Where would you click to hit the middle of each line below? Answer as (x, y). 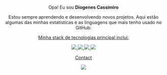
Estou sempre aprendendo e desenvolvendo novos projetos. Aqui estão (83, 17)
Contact (83, 58)
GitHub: (83, 28)
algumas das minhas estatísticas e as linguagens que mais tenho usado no (83, 22)
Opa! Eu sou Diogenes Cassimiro (83, 7)
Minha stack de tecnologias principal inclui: (83, 38)
